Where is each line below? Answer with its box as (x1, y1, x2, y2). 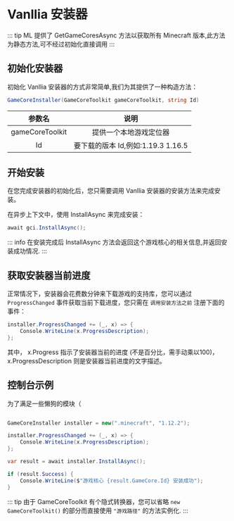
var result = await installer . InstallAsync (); (7, 458, 146, 465)
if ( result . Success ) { (7, 470, 74, 477)
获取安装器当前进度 (7, 269, 91, 282)
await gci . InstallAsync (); (7, 225, 86, 232)
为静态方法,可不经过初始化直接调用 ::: (7, 39, 115, 48)
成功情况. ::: (13, 247, 48, 256)
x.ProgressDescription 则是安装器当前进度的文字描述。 (7, 356, 167, 365)
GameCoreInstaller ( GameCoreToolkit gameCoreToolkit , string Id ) (7, 96, 200, 103)
